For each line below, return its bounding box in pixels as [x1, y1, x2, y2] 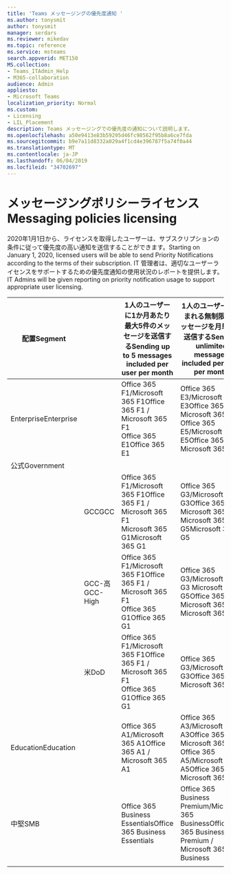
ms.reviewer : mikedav [7, 36, 69, 43]
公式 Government [10, 461, 65, 470]
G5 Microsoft [179, 524, 221, 534]
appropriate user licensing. [7, 282, 84, 291]
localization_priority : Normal [7, 100, 97, 107]
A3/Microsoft [179, 721, 223, 731]
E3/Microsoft [179, 392, 223, 402]
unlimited [195, 341, 228, 351]
